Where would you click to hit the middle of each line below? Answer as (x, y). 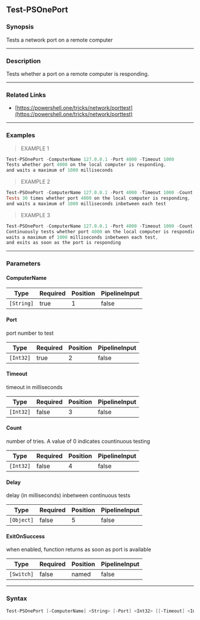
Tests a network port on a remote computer (60, 40)
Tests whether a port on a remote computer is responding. (78, 73)
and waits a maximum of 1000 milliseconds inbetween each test (86, 203)
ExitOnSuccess (26, 536)
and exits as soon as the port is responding (63, 243)
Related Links (26, 95)
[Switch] (21, 574)
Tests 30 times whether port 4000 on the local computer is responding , (98, 198)
